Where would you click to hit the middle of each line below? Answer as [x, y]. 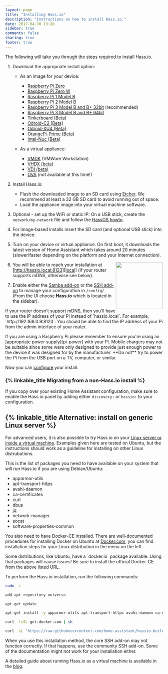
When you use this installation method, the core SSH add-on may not [76, 641]
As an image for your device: [49, 76]
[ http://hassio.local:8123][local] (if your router [59, 270]
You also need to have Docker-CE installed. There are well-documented [79, 536]
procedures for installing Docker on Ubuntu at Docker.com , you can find [79, 541]
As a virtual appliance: [43, 149]
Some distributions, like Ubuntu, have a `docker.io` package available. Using [83, 556]
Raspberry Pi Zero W [49, 91]
